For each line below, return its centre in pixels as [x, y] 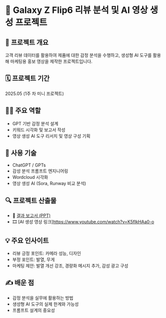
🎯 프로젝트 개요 [27, 42]
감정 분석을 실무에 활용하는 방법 [43, 298]
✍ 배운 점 [20, 283]
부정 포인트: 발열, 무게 [33, 260]
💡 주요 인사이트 [27, 240]
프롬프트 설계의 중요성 [34, 310]
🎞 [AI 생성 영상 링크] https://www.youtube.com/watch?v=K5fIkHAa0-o [83, 222]
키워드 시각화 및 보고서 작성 [39, 130]
